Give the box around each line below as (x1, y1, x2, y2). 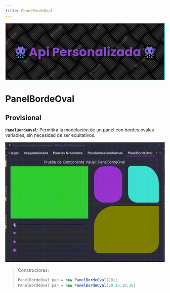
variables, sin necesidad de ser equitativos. (5, 132, 96, 138)
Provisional (5, 113, 41, 122)
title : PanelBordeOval (5, 8, 53, 13)
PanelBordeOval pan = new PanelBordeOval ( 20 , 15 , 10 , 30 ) (17, 283, 136, 288)
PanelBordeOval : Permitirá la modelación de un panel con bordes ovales (5, 127, 154, 133)
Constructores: (17, 267, 49, 273)
